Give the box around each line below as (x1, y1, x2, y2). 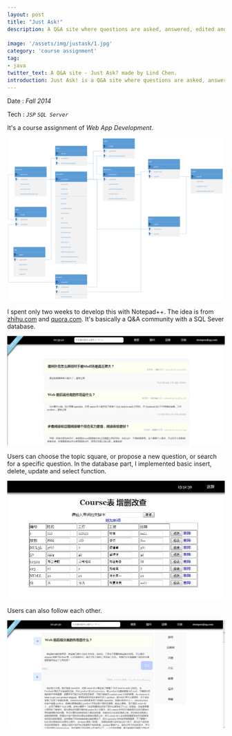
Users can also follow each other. (7, 606, 102, 614)
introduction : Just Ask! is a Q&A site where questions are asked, (7, 77, 206, 84)
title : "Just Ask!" (7, 18, 64, 26)
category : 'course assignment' (7, 48, 97, 55)
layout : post (7, 11, 45, 18)
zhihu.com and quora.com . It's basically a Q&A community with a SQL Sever (7, 315, 224, 323)
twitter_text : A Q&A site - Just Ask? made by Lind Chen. (7, 69, 177, 76)
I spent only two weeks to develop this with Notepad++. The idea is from (7, 308, 214, 316)
